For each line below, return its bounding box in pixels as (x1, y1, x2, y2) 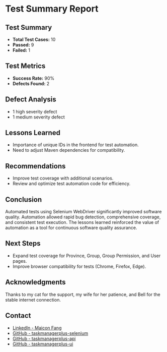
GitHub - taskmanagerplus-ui (12, 341, 73, 347)
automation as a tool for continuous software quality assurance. (5, 225, 137, 231)
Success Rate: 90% (12, 75, 54, 81)
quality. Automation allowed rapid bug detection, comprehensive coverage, (5, 214, 161, 220)
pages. (12, 258, 27, 264)
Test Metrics (5, 62, 46, 71)
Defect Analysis (5, 95, 56, 104)
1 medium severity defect (12, 114, 65, 120)
